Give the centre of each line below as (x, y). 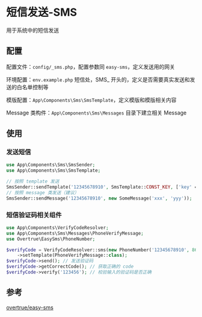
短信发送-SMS (41, 12)
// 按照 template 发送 (33, 181)
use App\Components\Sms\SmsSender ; (51, 165)
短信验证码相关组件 (34, 215)
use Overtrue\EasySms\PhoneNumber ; (51, 239)
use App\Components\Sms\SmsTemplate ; (54, 171)
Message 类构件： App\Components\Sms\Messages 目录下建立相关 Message (96, 113)
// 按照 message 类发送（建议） (43, 193)
